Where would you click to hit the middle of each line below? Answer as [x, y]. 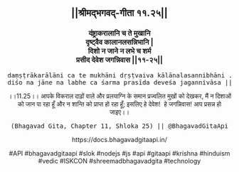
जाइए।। [119, 112]
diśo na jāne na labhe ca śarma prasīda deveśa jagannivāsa [115, 82]
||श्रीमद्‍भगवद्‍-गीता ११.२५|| [119, 13]
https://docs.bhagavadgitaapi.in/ [119, 139]
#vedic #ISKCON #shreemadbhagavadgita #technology [119, 161]
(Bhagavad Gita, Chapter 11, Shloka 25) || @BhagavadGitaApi [119, 126]
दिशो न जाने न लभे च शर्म [119, 51]
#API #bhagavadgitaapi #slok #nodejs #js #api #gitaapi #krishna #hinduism [119, 153]
